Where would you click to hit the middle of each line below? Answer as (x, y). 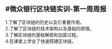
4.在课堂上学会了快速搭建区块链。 (41, 41)
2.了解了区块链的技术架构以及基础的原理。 (50, 28)
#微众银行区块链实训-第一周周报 (56, 9)
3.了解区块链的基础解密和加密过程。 (43, 35)
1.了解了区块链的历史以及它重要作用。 (45, 22)
